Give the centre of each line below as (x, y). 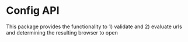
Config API (33, 11)
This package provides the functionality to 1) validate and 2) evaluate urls (94, 26)
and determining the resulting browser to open (62, 32)
